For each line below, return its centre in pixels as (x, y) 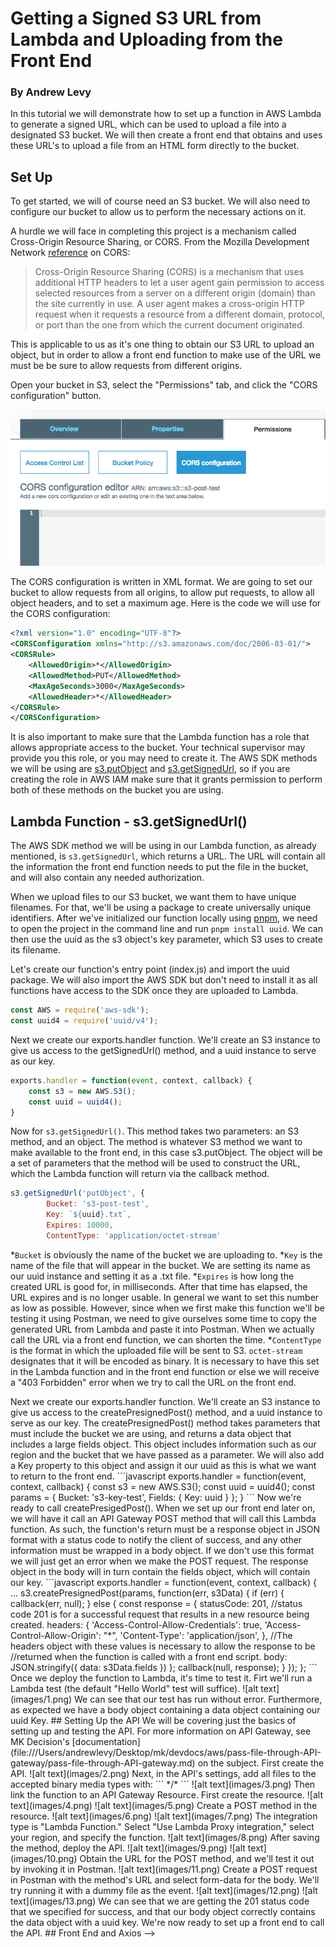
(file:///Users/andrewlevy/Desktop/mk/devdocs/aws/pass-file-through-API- (166, 1752)
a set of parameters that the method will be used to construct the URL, (155, 1163)
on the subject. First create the (261, 1763)
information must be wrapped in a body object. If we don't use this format (162, 1550)
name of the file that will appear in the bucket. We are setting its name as (160, 1265)
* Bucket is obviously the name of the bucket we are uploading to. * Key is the (166, 1254)
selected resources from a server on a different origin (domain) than (175, 293)
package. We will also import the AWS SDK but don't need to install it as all (164, 980)
